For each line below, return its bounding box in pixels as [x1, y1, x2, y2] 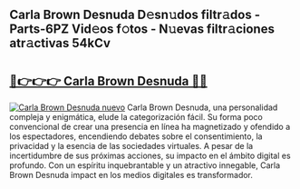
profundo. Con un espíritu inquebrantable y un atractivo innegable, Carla [9, 160, 281, 171]
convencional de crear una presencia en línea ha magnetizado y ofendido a [9, 122, 291, 132]
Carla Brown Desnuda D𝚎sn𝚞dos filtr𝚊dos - [9, 7, 261, 23]
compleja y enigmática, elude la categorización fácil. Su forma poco [9, 112, 263, 122]
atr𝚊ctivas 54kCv [9, 35, 111, 51]
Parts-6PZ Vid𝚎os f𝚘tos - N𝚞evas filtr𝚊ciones [9, 22, 275, 37]
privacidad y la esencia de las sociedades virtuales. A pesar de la [9, 141, 254, 151]
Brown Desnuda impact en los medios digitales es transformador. [9, 170, 254, 180]
